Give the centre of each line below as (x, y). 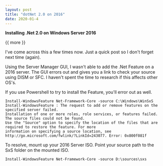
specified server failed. (32, 110)
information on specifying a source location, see (58, 131)
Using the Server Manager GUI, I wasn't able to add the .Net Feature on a (80, 67)
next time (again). (23, 57)
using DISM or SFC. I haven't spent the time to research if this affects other (81, 78)
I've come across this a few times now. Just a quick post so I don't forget (80, 52)
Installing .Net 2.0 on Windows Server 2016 (51, 33)
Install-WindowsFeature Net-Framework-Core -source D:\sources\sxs (76, 159)
